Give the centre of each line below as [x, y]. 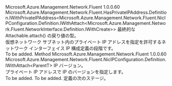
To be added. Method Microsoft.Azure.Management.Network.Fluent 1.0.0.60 [86, 54]
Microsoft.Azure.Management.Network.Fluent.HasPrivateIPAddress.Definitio [86, 12]
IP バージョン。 [70, 65]
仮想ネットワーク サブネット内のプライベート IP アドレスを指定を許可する [83, 42]
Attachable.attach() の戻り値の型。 [42, 36]
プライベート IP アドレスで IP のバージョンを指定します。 [66, 72]
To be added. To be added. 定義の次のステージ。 [57, 78]
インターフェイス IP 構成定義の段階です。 [72, 48]
